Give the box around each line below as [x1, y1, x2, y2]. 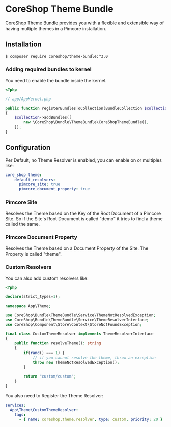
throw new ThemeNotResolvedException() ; [32, 360, 120, 365]
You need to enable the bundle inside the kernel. [5, 77, 107, 83]
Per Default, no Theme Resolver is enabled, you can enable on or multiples [5, 157, 162, 163]
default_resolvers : [14, 177, 56, 182]
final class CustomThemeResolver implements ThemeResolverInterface [5, 331, 154, 337]
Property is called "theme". [5, 250, 62, 257]
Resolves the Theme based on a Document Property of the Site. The [5, 245, 149, 252]
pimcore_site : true [18, 182, 60, 187]
